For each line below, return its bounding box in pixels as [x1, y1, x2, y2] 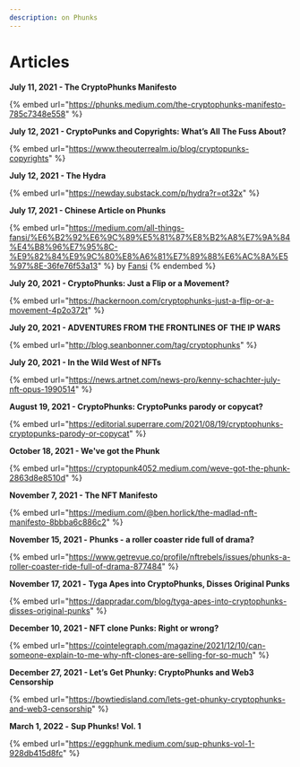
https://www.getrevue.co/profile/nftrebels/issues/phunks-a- [68, 551, 291, 562]
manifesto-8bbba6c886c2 [9, 517, 107, 527]
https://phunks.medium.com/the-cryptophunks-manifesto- [68, 99, 287, 109]
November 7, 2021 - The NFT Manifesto [9, 490, 159, 501]
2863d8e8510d [9, 472, 65, 483]
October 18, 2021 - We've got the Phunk [9, 445, 160, 456]
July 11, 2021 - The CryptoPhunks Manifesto [9, 82, 177, 92]
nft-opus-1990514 [9, 383, 76, 395]
